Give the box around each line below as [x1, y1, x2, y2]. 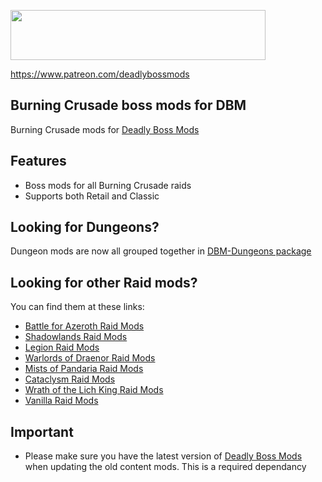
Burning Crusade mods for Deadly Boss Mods [10, 123, 200, 135]
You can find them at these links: [10, 301, 145, 313]
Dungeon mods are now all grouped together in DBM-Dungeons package [10, 245, 312, 257]
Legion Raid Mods [24, 341, 100, 354]
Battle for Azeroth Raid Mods [24, 320, 145, 332]
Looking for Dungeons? [10, 219, 160, 236]
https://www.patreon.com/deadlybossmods [10, 68, 190, 80]
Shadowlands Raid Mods [24, 331, 128, 343]
